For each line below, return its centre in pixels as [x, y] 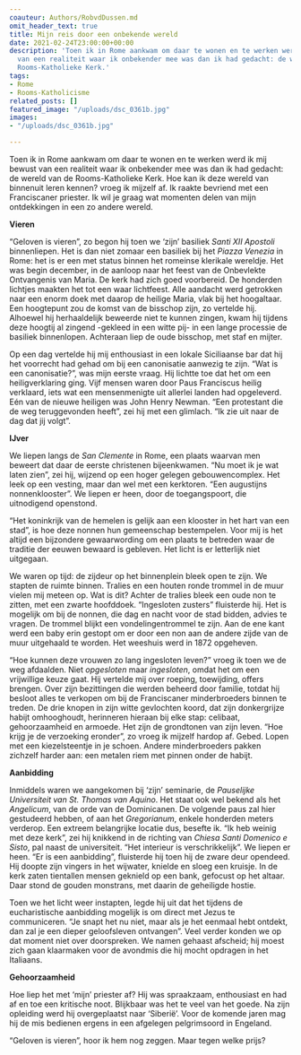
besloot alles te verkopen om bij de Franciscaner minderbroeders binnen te [148, 698]
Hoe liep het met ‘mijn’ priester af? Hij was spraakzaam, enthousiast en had [148, 994]
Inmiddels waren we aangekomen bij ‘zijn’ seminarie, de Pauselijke [132, 790]
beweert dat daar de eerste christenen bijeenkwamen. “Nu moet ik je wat [144, 465]
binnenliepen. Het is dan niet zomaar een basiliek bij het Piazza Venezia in [146, 251]
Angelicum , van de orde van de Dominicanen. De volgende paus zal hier [142, 809]
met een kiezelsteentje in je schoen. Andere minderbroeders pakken [135, 746]
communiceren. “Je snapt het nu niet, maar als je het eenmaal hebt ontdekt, [149, 921]
